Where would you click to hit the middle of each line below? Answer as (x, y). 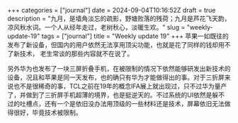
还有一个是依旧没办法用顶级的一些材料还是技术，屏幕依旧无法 (134, 104)
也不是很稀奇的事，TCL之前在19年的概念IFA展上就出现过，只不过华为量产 (120, 86)
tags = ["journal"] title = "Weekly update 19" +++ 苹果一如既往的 (135, 36)
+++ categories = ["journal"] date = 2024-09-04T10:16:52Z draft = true (112, 10)
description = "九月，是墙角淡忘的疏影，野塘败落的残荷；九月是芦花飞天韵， (119, 18)
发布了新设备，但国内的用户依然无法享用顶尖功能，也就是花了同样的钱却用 (116, 45)
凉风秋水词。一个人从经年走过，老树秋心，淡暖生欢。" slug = (96, 27)
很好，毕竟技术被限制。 (47, 112)
